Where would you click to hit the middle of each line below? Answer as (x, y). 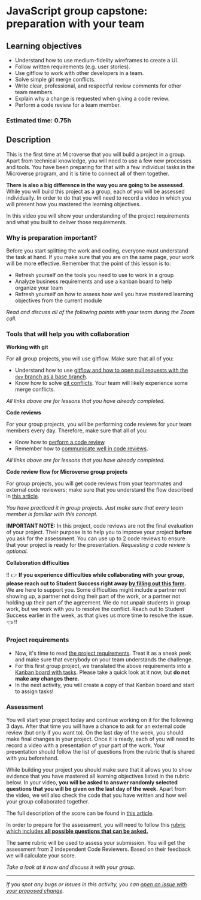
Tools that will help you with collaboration (68, 334)
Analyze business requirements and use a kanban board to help (93, 282)
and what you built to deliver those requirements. (67, 222)
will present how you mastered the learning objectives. (74, 204)
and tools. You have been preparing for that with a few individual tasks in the (100, 167)
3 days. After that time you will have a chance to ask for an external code (96, 726)
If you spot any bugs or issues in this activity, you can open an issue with (97, 884)
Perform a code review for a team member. (68, 105)
